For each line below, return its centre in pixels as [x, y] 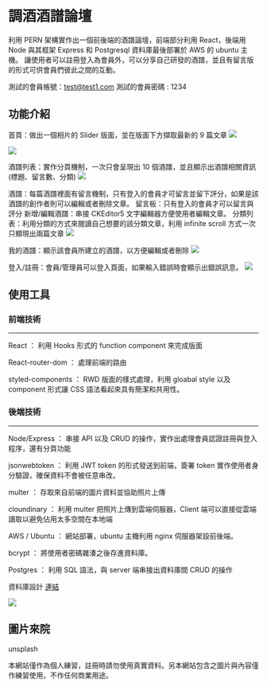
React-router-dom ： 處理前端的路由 [68, 362]
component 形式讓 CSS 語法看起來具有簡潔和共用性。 [96, 389]
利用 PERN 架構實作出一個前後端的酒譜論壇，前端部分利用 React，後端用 [127, 40]
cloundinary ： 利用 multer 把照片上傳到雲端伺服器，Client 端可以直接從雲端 [132, 509]
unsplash [23, 649]
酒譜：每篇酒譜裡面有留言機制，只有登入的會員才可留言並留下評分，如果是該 [133, 193]
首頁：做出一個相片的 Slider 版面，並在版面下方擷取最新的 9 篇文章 [118, 135]
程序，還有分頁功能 [40, 448]
